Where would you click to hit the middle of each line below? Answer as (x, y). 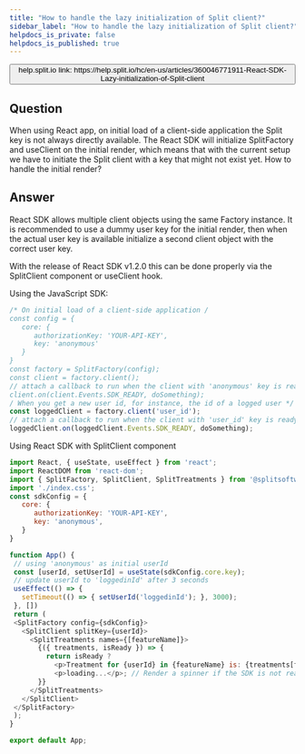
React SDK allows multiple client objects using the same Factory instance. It (151, 219)
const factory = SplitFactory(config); (85, 369)
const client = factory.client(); (75, 377)
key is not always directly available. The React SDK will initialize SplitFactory (152, 140)
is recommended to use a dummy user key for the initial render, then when (148, 229)
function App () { (42, 555)
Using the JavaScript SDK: (59, 293)
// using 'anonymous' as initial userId (91, 563)
